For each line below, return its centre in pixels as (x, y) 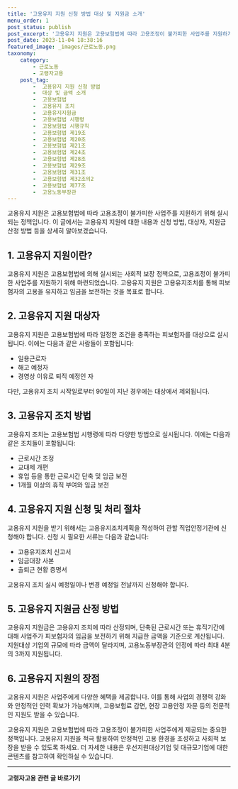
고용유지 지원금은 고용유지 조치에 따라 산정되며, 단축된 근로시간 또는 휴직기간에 (116, 627)
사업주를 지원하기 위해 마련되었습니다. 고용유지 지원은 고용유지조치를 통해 (116, 283)
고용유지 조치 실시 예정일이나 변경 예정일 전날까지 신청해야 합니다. (98, 584)
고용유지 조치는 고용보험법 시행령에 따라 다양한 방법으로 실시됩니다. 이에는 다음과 (119, 434)
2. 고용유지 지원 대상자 (54, 316)
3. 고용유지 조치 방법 (49, 416)
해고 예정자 (33, 367)
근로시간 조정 (36, 458)
